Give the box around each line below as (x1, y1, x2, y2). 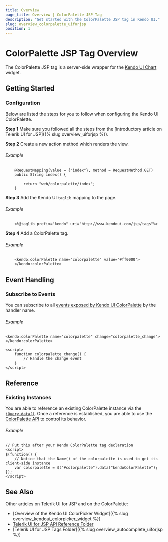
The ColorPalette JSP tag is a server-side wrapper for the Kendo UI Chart (5, 64, 157, 70)
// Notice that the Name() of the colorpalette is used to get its (14, 456, 158, 462)
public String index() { (14, 172, 66, 177)
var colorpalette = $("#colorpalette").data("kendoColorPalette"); (14, 465, 158, 470)
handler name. (5, 307, 35, 313)
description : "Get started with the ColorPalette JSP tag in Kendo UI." (5, 17, 160, 22)
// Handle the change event (23, 356, 82, 362)
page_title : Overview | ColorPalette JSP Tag (5, 12, 102, 17)
